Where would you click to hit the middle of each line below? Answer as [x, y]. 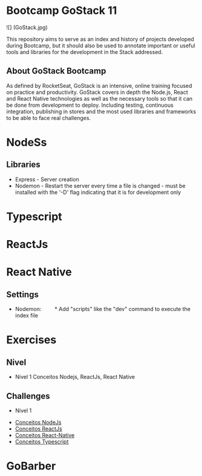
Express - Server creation [47, 179]
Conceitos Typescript [42, 441]
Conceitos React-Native [45, 435]
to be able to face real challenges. [49, 118]
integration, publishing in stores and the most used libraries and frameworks [101, 111]
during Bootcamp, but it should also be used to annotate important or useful [101, 45]
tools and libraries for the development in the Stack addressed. [85, 52]
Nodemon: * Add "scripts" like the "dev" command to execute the [103, 309]
